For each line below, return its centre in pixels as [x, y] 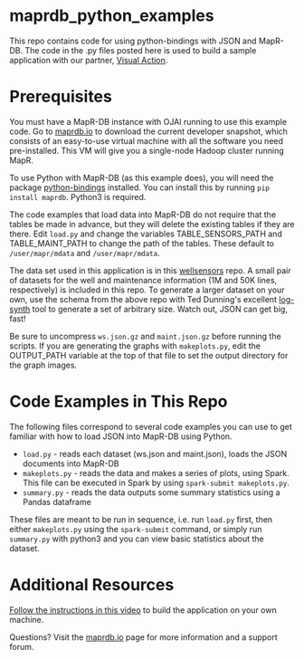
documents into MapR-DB [71, 463]
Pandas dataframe [57, 501]
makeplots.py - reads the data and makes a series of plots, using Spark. [156, 473]
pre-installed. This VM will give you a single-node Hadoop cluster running [147, 150]
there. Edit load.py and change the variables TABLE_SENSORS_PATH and [146, 234]
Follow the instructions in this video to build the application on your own [143, 610]
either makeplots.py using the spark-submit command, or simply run [136, 529]
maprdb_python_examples [112, 16]
